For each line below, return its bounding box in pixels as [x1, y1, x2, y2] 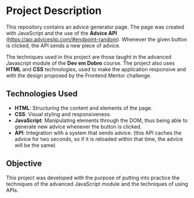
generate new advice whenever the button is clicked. [14, 123, 142, 130]
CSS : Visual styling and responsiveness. [14, 110, 112, 117]
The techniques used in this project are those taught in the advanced [6, 53, 172, 60]
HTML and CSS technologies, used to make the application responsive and [6, 65, 186, 72]
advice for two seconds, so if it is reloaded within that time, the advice [14, 136, 184, 143]
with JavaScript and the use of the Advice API [6, 29, 118, 36]
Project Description [6, 4, 102, 18]
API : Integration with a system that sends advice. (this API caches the [14, 129, 182, 136]
